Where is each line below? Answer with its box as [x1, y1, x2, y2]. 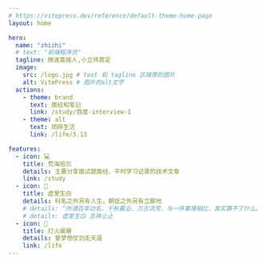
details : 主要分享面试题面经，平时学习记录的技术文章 [22, 167, 180, 175]
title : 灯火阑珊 [22, 227, 72, 235]
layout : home [8, 19, 52, 27]
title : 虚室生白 [22, 190, 72, 198]
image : [15, 63, 38, 72]
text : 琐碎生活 [29, 123, 76, 131]
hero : [8, 34, 26, 42]
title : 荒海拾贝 [22, 159, 72, 168]
